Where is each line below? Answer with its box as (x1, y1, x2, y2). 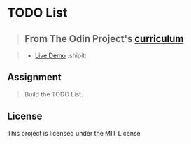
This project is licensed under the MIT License (7, 129, 141, 137)
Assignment (7, 71, 62, 83)
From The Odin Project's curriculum (24, 33, 184, 45)
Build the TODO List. (24, 89, 83, 99)
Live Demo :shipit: (34, 51, 87, 59)
